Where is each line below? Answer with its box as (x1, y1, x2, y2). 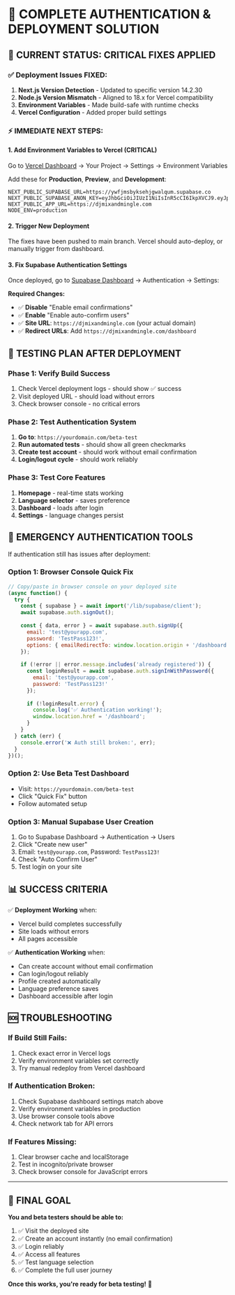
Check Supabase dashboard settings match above (17, 1097, 163, 1106)
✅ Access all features (17, 1250, 81, 1258)
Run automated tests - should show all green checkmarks (17, 441, 186, 449)
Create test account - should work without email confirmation (17, 448, 197, 457)
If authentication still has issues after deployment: (8, 550, 151, 558)
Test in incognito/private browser (17, 1160, 114, 1168)
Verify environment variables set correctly (17, 1056, 139, 1065)
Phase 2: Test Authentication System (8, 417, 137, 427)
